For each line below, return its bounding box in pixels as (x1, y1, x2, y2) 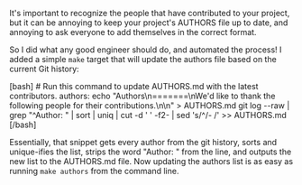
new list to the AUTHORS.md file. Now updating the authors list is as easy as (9, 156, 294, 166)
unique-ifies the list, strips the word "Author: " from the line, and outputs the (9, 146, 292, 157)
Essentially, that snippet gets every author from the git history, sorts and (9, 137, 278, 147)
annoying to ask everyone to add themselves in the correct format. (9, 27, 257, 37)
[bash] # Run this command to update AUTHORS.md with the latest (9, 81, 259, 91)
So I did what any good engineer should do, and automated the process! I (9, 44, 282, 55)
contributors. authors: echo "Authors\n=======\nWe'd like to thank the (9, 90, 276, 101)
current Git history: (9, 63, 79, 74)
